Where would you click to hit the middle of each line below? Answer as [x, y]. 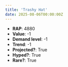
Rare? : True [24, 60]
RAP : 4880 [24, 28]
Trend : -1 [22, 44]
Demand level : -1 [30, 39]
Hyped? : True [27, 55]
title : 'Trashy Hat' [27, 10]
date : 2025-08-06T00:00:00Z [34, 14]
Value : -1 [22, 34]
